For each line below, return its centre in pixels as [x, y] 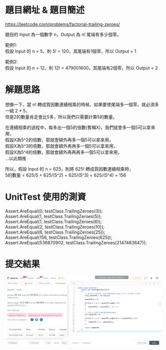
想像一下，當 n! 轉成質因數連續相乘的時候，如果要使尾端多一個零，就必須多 [82, 104]
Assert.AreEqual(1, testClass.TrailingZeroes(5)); [54, 216]
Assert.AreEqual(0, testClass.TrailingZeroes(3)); [54, 211]
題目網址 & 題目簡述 [45, 10]
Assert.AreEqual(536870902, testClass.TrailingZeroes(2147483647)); [76, 242]
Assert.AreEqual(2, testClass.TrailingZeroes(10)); [55, 227]
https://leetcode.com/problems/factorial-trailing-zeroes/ [63, 24]
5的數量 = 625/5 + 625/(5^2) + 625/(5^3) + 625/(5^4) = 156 [66, 175]
